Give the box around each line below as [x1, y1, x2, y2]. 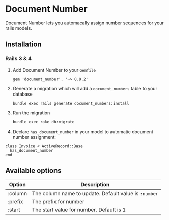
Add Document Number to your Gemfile [12, 67, 96, 73]
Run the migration [12, 110, 50, 116]
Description [80, 181, 110, 188]
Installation [5, 40, 42, 49]
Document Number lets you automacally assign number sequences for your [5, 20, 164, 26]
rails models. [5, 25, 32, 31]
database [12, 91, 33, 97]
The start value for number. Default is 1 [32, 206, 126, 213]
